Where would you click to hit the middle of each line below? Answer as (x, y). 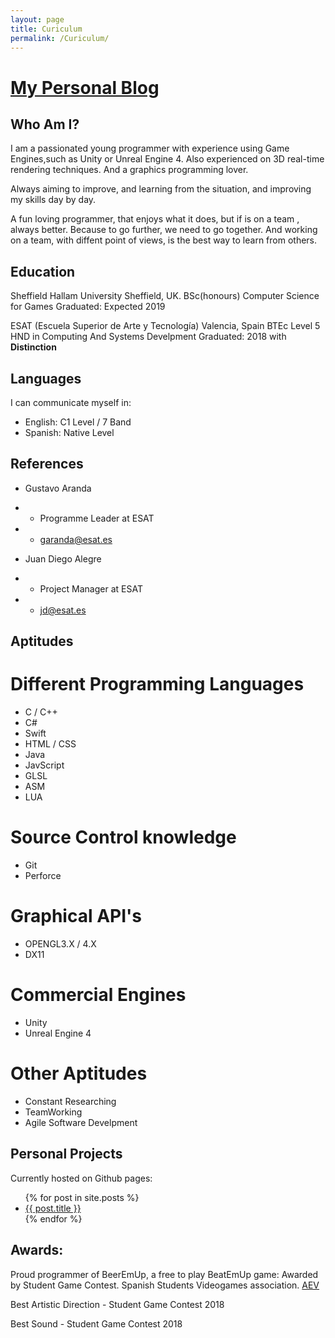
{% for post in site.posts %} (82, 1197)
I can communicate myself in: (71, 402)
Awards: (37, 1250)
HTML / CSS (50, 744)
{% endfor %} (53, 1218)
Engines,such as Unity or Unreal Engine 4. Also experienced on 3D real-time (167, 159)
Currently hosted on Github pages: (81, 1178)
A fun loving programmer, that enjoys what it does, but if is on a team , (155, 219)
